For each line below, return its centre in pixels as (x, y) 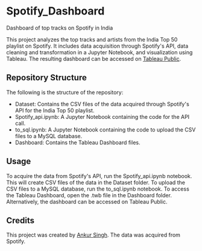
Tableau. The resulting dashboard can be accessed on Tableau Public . (94, 59)
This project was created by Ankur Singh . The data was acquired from (93, 235)
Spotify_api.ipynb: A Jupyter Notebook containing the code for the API (102, 116)
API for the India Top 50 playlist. (55, 110)
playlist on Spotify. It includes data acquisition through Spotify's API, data (97, 46)
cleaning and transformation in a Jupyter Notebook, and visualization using (99, 52)
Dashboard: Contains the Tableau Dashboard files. (77, 142)
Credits (21, 221)
